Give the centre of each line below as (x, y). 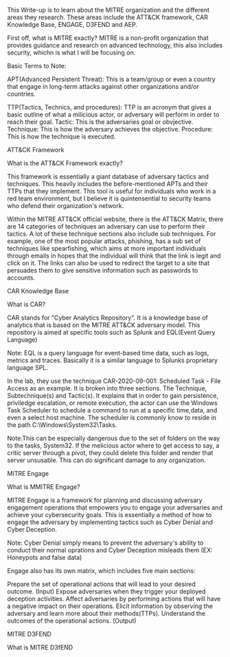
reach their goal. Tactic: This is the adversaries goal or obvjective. (100, 122)
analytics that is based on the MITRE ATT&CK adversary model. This (104, 325)
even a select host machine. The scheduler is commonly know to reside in (112, 417)
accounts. (21, 278)
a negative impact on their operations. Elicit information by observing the (110, 606)
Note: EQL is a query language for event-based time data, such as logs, (108, 353)
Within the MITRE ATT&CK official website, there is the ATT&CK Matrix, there (115, 219)
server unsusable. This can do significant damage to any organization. (106, 460)
